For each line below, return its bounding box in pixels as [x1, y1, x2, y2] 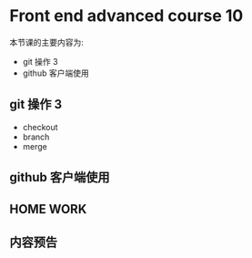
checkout [22, 121, 58, 132]
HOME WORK [9, 201, 87, 217]
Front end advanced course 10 [9, 5, 244, 26]
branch [22, 131, 50, 142]
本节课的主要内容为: [9, 36, 85, 47]
